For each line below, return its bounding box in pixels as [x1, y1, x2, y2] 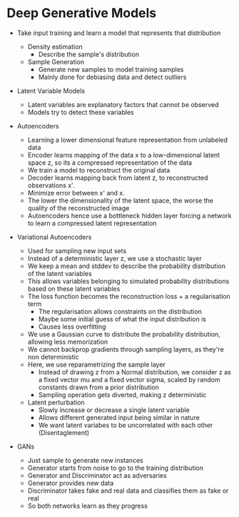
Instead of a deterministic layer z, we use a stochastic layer [27, 254, 203, 262]
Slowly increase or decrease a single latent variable [38, 405, 190, 414]
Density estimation [27, 42, 83, 51]
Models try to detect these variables [27, 108, 134, 116]
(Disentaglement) [38, 428, 90, 436]
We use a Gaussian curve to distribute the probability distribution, [27, 329, 220, 338]
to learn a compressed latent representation [27, 219, 157, 227]
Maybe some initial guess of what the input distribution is [38, 314, 206, 323]
